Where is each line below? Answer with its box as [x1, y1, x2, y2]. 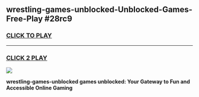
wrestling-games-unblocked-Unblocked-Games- [6, 5, 192, 15]
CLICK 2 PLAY [6, 53, 47, 62]
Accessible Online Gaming [6, 84, 73, 91]
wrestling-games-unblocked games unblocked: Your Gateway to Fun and [6, 78, 191, 85]
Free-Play [6, 14, 43, 24]
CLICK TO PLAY [6, 32, 52, 40]
